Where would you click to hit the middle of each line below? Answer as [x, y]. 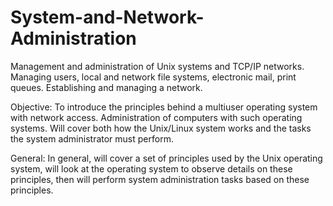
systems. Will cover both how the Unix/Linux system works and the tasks [161, 128]
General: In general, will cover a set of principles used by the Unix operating [166, 158]
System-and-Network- [107, 17]
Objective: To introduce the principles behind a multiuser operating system [164, 107]
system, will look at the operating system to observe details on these [151, 168]
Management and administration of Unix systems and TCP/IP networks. [157, 66]
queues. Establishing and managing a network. [106, 87]
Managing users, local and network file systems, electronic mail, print [153, 77]
